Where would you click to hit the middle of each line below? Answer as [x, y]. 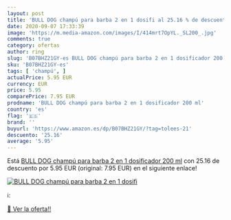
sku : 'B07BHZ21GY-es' [38, 65]
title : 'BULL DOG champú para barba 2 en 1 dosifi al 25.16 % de [102, 20]
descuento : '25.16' [35, 135]
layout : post [26, 13]
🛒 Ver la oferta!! [29, 209]
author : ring [26, 52]
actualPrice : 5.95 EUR [40, 77]
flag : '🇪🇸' [24, 115]
